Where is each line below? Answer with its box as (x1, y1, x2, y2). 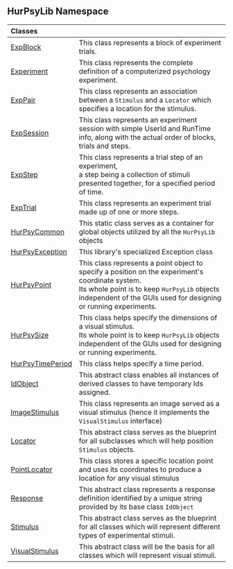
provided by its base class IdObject (78, 502, 194, 511)
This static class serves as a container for (78, 218, 214, 228)
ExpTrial (10, 203, 37, 212)
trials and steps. (78, 141, 131, 151)
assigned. (78, 387, 111, 397)
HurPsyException (10, 246, 67, 256)
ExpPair (10, 95, 36, 105)
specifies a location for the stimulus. (78, 103, 196, 113)
